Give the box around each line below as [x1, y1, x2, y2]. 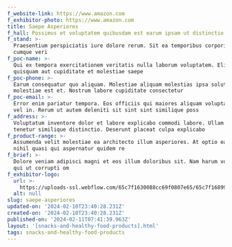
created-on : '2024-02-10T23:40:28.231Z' [7, 210, 126, 217]
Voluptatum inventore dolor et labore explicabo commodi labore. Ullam [13, 119, 224, 127]
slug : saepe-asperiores [7, 196, 76, 204]
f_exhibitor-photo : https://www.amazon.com [7, 17, 135, 24]
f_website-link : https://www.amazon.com [7, 10, 126, 17]
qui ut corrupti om [13, 164, 70, 172]
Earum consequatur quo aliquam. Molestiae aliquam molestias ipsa [13, 81, 209, 88]
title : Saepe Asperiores [7, 23, 79, 30]
